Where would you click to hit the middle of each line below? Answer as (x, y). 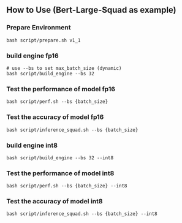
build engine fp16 (33, 56)
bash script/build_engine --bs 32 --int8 (60, 158)
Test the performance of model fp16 (61, 89)
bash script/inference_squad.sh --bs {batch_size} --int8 (82, 214)
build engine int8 (32, 145)
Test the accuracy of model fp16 (55, 117)
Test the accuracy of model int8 (55, 202)
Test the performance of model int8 (60, 173)
